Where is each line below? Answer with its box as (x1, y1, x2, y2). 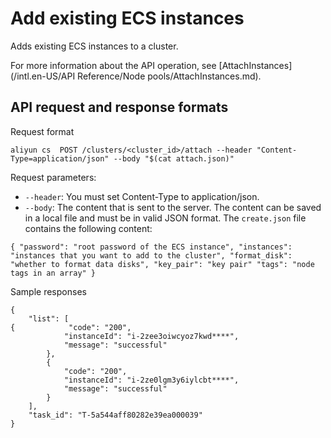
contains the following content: (24, 222, 153, 234)
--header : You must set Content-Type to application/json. (24, 190, 260, 202)
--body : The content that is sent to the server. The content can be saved (24, 201, 322, 213)
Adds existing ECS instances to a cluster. (10, 40, 179, 52)
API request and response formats (10, 99, 229, 116)
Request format (10, 125, 75, 137)
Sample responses (10, 285, 87, 297)
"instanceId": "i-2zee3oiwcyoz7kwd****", (63, 331, 240, 341)
